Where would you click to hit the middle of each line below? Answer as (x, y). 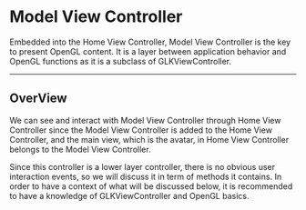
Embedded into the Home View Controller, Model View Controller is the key (150, 42)
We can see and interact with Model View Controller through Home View (145, 120)
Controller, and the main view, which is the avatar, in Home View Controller (149, 139)
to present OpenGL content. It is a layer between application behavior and (148, 51)
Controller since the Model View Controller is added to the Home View (141, 130)
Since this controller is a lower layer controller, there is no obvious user (143, 166)
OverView (38, 99)
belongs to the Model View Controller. (81, 149)
